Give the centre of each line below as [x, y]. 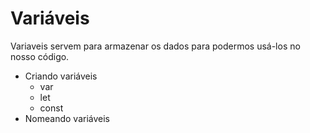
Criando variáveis [61, 76]
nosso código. [40, 56]
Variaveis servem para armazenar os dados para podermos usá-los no [155, 46]
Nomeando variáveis [67, 118]
